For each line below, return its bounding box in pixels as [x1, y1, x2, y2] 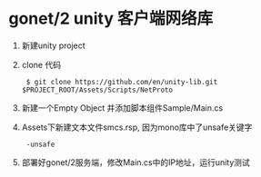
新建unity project [21, 40, 85, 51]
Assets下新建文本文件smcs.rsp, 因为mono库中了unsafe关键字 [21, 122, 253, 133]
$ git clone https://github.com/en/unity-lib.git [25, 77, 218, 86]
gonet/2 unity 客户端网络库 [8, 8, 214, 29]
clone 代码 [21, 59, 61, 70]
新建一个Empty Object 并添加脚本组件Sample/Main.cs [21, 102, 224, 113]
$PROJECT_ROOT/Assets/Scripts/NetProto [21, 85, 174, 94]
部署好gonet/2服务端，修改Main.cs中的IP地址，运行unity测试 [21, 156, 251, 168]
